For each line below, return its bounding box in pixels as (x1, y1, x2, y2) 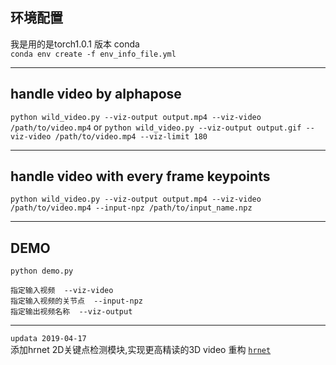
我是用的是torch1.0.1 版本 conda (10, 38, 140, 50)
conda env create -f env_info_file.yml (10, 49, 177, 59)
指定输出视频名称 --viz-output (10, 307, 133, 317)
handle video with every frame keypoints (10, 168, 271, 185)
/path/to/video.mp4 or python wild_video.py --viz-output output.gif (10, 121, 302, 133)
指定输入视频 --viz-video (10, 286, 114, 296)
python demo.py (10, 266, 74, 277)
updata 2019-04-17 (10, 334, 87, 344)
